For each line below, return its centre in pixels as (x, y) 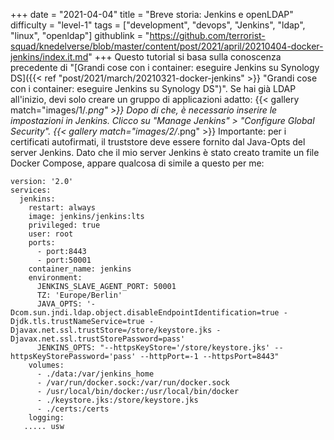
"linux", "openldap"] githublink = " (80, 35)
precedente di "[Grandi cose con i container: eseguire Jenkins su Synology (165, 67)
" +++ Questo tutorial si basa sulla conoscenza (185, 57)
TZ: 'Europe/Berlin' (79, 295)
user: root (51, 234)
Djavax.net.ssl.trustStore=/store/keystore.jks (111, 330)
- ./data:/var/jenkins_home (95, 374)
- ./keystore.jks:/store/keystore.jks (117, 400)
